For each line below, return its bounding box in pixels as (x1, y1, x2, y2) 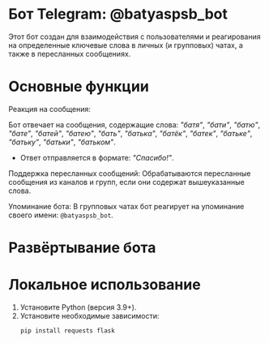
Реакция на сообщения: (8, 104, 92, 114)
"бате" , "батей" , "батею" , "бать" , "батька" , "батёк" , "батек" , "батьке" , (8, 128, 253, 138)
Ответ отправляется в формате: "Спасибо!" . (19, 152, 174, 162)
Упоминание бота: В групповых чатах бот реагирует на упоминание (8, 201, 245, 211)
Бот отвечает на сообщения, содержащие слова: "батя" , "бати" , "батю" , (8, 119, 261, 130)
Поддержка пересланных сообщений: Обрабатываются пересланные (8, 168, 251, 178)
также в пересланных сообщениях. (8, 49, 131, 58)
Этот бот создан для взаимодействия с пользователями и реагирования (8, 32, 261, 41)
